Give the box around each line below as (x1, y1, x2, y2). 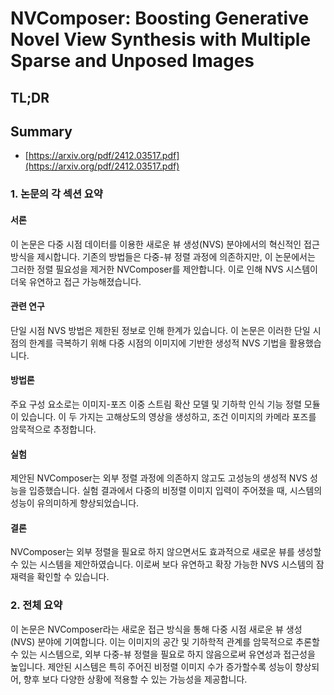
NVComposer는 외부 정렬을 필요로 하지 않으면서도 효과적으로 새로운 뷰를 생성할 (10, 546, 322, 558)
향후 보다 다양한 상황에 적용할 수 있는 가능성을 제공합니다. (23, 673, 248, 685)
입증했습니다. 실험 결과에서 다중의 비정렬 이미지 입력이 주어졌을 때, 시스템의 (28, 485, 323, 497)
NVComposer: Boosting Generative (10, 7, 310, 30)
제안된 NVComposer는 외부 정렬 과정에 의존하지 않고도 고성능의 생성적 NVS (10, 472, 308, 484)
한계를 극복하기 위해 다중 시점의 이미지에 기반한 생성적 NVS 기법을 (28, 337, 288, 349)
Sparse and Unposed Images (10, 50, 255, 72)
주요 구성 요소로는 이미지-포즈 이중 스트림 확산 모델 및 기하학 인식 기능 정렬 (10, 398, 302, 410)
